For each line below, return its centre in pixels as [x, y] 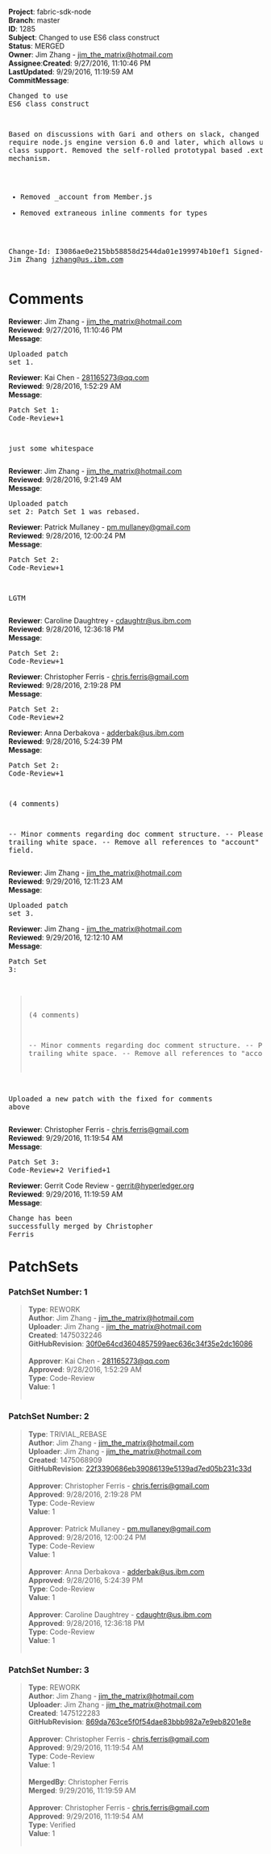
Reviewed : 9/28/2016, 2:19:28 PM [65, 685]
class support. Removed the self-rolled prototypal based [125, 150]
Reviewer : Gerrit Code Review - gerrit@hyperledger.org [102, 1185]
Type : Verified [52, 1825]
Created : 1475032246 [65, 1335]
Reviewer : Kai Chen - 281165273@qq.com [79, 377]
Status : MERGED [37, 46]
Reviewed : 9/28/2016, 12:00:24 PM [67, 535]
